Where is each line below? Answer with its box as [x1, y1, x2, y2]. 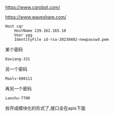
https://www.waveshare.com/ [5, 14, 67, 20]
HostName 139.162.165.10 [14, 28, 66, 33]
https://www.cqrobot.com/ [5, 5, 60, 10]
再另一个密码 [5, 86, 32, 91]
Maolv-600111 [5, 76, 33, 81]
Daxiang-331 [5, 56, 30, 62]
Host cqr [5, 24, 24, 29]
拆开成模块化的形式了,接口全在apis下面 [5, 105, 86, 111]
